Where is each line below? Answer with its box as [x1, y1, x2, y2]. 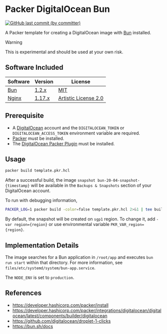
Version [34, 78, 54, 85]
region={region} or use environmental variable [14, 222, 110, 227]
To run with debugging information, [5, 198, 78, 204]
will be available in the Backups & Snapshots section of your [30, 183, 152, 189]
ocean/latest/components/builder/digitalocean [12, 313, 108, 319]
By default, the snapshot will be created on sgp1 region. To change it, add [5, 216, 156, 222]
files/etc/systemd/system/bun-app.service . [5, 265, 96, 271]
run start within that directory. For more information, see [5, 259, 123, 265]
